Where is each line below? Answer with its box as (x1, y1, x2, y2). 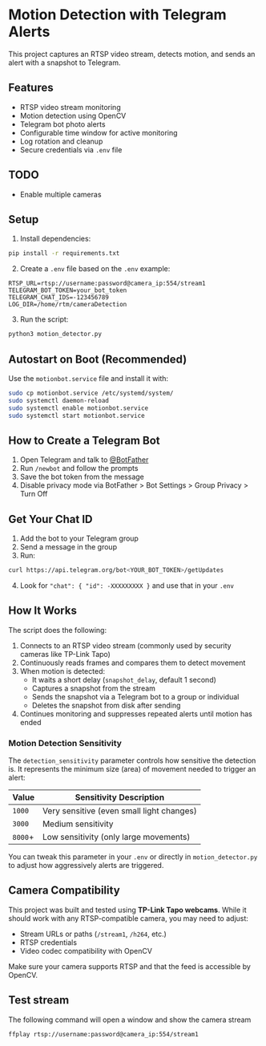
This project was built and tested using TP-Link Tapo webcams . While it (8, 905, 247, 914)
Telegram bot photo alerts (19, 119, 106, 129)
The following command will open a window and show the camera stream (8, 1015, 252, 1024)
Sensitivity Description (75, 792, 165, 803)
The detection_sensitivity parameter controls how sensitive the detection (8, 756, 256, 765)
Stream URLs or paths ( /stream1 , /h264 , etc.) (19, 929, 167, 939)
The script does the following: (8, 625, 107, 634)
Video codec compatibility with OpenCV (19, 946, 152, 955)
